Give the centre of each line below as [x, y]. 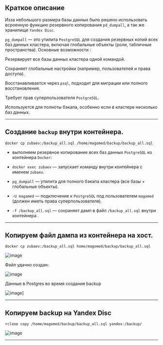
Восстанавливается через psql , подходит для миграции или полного [76, 83]
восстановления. [23, 88]
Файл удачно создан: [27, 265]
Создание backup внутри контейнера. [64, 132]
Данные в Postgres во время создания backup [53, 284]
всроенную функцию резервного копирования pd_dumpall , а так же [75, 25]
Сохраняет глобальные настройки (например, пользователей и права [78, 68]
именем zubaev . [28, 172]
